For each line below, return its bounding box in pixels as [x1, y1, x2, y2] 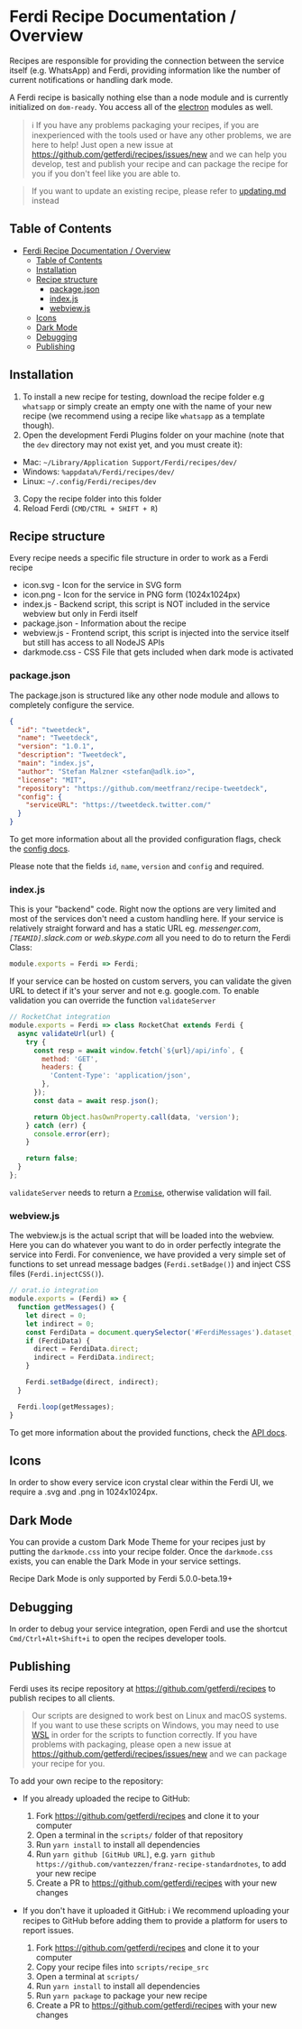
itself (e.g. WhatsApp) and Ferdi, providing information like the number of [9, 65, 281, 76]
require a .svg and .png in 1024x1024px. [9, 1486, 158, 1498]
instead [31, 195, 60, 206]
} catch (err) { [25, 1121, 87, 1130]
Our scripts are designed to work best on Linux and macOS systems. [31, 1710, 288, 1721]
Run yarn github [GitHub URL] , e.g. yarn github [35, 1849, 215, 1859]
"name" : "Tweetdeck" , [17, 733, 99, 743]
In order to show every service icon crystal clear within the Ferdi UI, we [9, 1477, 274, 1488]
